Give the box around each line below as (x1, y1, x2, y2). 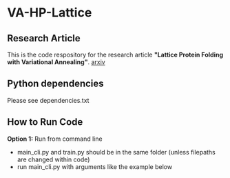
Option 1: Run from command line (7, 135, 103, 143)
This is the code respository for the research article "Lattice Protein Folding (7, 50, 224, 59)
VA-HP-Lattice (7, 5, 92, 21)
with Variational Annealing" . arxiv (7, 58, 105, 66)
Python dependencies (7, 78, 105, 90)
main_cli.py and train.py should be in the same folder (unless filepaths (17, 148, 216, 156)
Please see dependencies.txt (7, 96, 90, 104)
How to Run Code (7, 116, 83, 128)
